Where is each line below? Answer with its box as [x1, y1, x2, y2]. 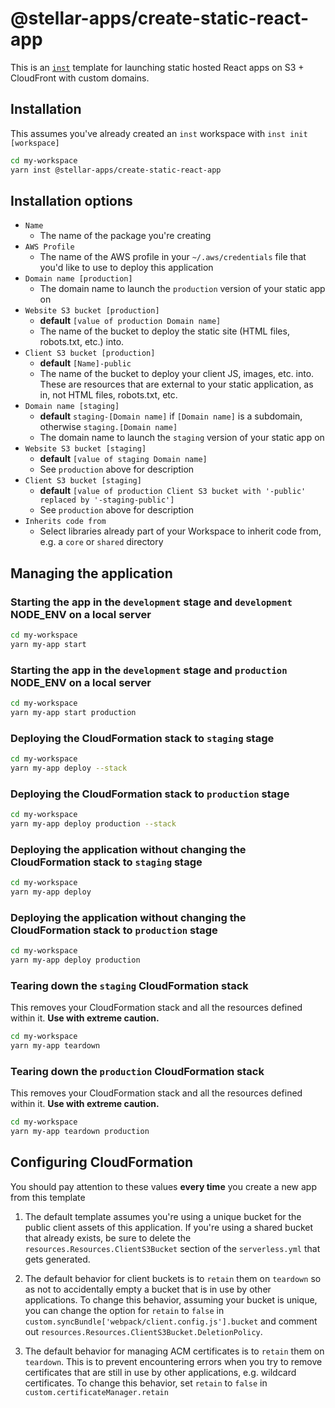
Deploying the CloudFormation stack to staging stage [10, 731, 275, 745]
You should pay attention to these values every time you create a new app [10, 1180, 317, 1192]
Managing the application [10, 565, 173, 582]
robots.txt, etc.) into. [39, 336, 125, 348]
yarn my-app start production [10, 707, 137, 717]
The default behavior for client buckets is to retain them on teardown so [24, 1272, 322, 1284]
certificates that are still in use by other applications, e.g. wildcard [24, 1366, 297, 1378]
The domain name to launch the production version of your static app [39, 283, 326, 295]
